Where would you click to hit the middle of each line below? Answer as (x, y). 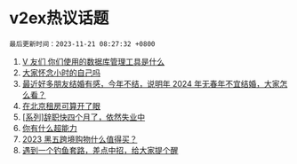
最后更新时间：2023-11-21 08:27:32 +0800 (82, 44)
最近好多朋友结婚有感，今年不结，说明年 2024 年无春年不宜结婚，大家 (151, 83)
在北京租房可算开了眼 (61, 105)
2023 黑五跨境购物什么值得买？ (80, 139)
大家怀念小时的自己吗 (61, 73)
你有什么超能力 (49, 128)
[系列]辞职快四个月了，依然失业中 (84, 117)
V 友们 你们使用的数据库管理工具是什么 (93, 61)
